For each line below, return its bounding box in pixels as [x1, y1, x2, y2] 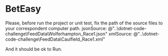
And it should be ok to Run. [5, 46, 62, 52]
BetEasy [5, 3, 41, 15]
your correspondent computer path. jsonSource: [5, 25, 107, 31]
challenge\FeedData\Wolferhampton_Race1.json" [5, 31, 108, 37]
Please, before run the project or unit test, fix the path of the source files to [5, 20, 163, 26]
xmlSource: [108, 31, 133, 37]
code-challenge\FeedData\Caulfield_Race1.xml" [5, 36, 106, 42]
